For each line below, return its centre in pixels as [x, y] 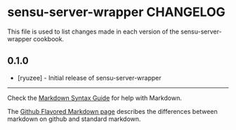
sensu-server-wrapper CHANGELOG [117, 12]
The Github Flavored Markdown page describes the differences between [112, 111]
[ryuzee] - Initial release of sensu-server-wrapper [89, 78]
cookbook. [49, 38]
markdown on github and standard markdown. [74, 119]
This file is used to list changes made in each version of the [93, 31]
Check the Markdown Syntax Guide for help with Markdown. [95, 98]
